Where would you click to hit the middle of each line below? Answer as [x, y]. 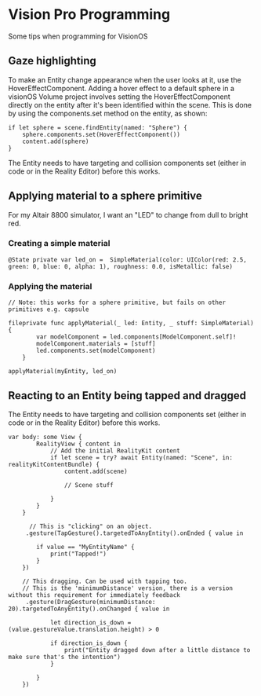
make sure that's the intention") [65, 657]
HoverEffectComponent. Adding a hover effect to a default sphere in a [121, 88]
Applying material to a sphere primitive [105, 196]
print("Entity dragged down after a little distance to [157, 650]
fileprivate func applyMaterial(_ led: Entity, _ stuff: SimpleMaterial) [131, 324]
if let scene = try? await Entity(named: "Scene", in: [141, 457]
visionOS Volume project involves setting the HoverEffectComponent [120, 97]
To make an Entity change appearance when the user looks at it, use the [125, 79]
